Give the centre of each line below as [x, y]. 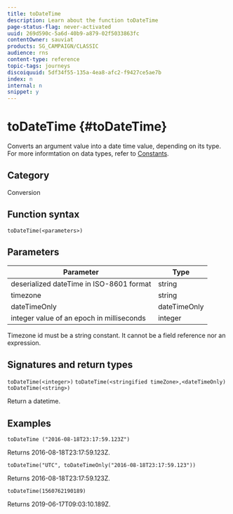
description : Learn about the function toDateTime [83, 20]
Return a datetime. [34, 401]
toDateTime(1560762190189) [47, 492]
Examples [29, 423]
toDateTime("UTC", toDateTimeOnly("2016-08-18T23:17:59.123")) [102, 466]
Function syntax [44, 215]
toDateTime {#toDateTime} [87, 127]
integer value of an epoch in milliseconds [78, 318]
